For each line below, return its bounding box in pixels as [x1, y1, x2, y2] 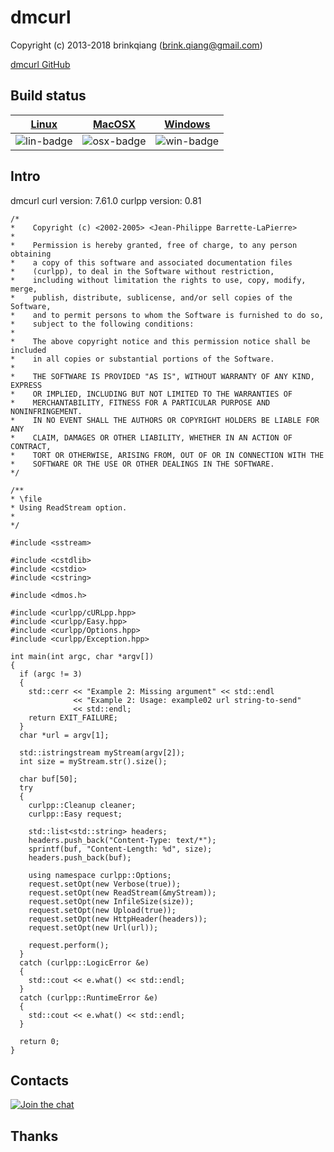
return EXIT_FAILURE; [28, 712, 118, 723]
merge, [10, 284, 38, 294]
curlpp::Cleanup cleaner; [28, 800, 137, 810]
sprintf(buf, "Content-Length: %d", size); [28, 844, 213, 854]
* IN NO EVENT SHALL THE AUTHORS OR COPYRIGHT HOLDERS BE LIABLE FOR [10, 415, 320, 425]
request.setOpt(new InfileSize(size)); [28, 896, 195, 906]
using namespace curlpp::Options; [28, 870, 172, 880]
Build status [10, 87, 87, 105]
